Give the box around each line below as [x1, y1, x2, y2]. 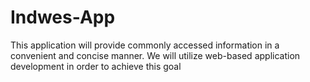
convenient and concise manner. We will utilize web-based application [10, 49, 301, 61]
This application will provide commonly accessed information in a [10, 39, 280, 51]
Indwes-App [10, 6, 116, 29]
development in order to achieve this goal [10, 60, 182, 72]
